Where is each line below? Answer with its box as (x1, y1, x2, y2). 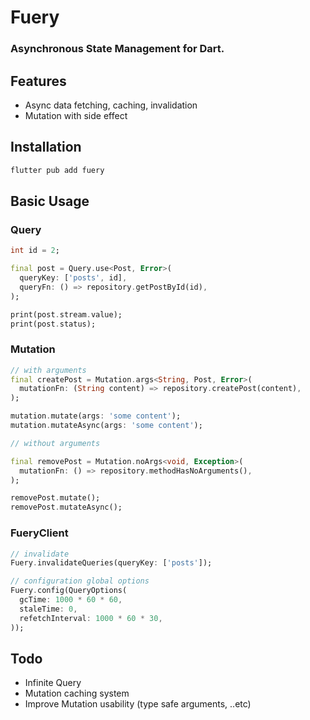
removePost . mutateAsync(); (10, 502, 123, 513)
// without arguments (10, 438, 101, 448)
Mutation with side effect (24, 109, 128, 121)
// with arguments (10, 365, 87, 375)
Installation (10, 139, 82, 156)
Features (10, 72, 67, 90)
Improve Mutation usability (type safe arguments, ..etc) (24, 698, 252, 710)
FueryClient (10, 526, 69, 540)
